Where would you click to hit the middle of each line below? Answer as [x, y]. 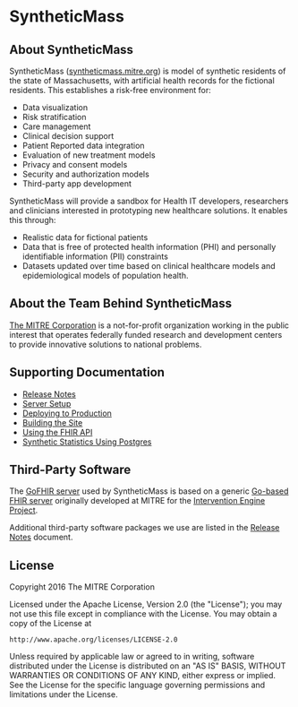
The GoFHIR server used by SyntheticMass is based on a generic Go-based [149, 491]
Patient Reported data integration [83, 146]
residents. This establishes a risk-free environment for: [111, 90]
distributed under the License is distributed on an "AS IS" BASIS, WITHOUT [148, 666]
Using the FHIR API [57, 432]
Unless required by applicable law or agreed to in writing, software [132, 657]
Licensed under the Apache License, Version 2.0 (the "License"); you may [146, 604]
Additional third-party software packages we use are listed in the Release [145, 528]
